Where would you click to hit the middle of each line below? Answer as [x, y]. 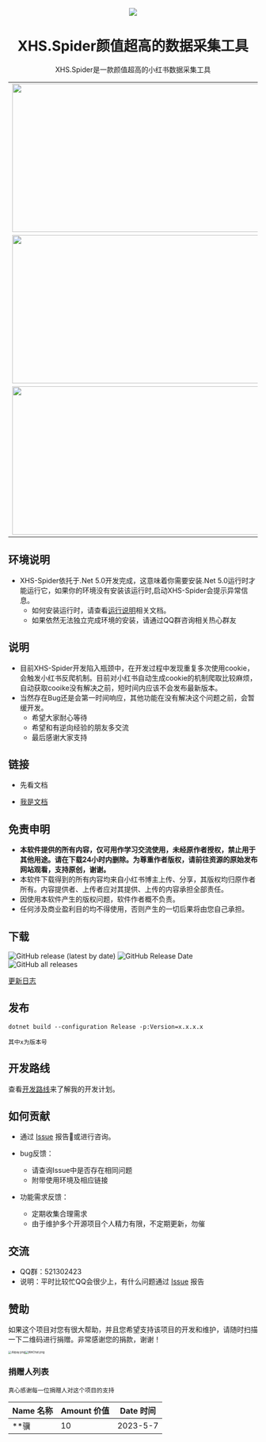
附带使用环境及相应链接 [70, 1180]
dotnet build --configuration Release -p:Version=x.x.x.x [106, 1026]
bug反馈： [36, 1154]
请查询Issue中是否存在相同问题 [82, 1171]
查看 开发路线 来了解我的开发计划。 [64, 1089]
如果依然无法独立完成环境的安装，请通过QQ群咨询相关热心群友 [134, 620]
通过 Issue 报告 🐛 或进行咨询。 [67, 1137]
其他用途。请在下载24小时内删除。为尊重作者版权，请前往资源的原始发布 [139, 860]
